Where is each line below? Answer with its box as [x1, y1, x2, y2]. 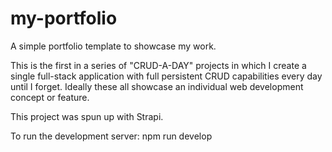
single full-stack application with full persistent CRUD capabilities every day [10, 70, 323, 82]
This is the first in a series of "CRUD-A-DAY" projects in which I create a [10, 59, 307, 71]
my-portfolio [10, 7, 118, 30]
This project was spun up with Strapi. [10, 110, 164, 122]
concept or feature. [10, 91, 90, 103]
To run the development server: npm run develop [10, 130, 213, 142]
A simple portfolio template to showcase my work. [10, 40, 217, 52]
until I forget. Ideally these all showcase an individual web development [10, 80, 304, 92]
